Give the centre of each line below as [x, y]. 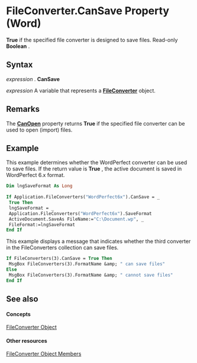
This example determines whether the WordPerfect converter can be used [97, 163]
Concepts [18, 314]
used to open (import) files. [39, 130]
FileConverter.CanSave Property [88, 11]
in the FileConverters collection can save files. [62, 248]
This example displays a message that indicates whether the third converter [98, 242]
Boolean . [18, 46]
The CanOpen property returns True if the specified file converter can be [96, 123]
